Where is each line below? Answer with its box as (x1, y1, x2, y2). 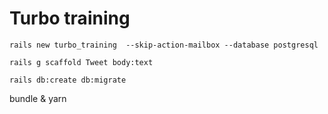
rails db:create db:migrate (9, 75, 127, 85)
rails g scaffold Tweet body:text (9, 57, 154, 67)
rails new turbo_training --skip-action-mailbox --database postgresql (9, 40, 319, 50)
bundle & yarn (9, 92, 67, 104)
